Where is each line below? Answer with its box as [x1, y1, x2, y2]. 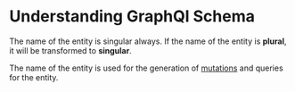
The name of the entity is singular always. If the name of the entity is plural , [9, 36, 287, 46]
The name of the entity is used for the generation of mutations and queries [9, 63, 283, 73]
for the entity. [9, 71, 59, 82]
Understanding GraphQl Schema [9, 6, 256, 27]
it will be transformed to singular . [9, 45, 132, 55]
